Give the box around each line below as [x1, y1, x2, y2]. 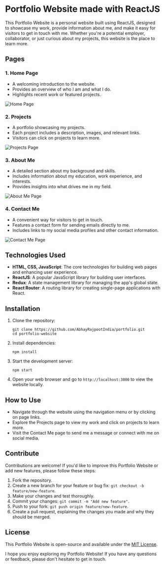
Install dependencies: [12, 340, 56, 346]
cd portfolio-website [12, 332, 57, 336]
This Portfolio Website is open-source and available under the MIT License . [5, 541, 158, 547]
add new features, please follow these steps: [5, 467, 96, 473]
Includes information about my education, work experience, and [12, 173, 142, 179]
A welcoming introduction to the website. [12, 81, 96, 87]
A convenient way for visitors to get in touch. [12, 217, 103, 223]
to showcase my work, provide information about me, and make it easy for [5, 25, 156, 31]
